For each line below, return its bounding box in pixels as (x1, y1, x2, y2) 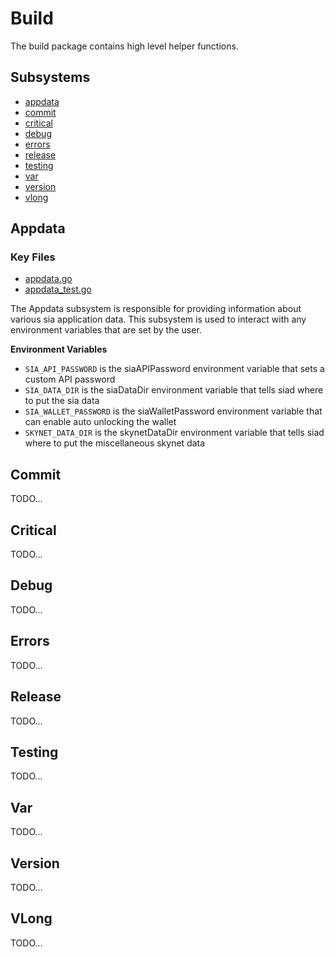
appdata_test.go (24, 283, 92, 296)
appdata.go (24, 273, 73, 285)
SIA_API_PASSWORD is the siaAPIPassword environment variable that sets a (24, 363, 325, 375)
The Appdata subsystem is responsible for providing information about (10, 303, 302, 315)
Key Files (10, 250, 56, 264)
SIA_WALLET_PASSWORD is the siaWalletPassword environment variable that (24, 405, 323, 417)
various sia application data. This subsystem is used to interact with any (10, 313, 307, 326)
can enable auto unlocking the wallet (24, 416, 177, 428)
